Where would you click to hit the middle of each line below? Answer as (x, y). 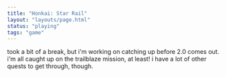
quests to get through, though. (50, 66)
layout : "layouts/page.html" (49, 20)
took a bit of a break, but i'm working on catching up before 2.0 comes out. (113, 52)
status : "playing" (33, 26)
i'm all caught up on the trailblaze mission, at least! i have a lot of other (107, 59)
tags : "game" (26, 32)
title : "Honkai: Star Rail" (47, 13)
